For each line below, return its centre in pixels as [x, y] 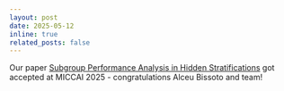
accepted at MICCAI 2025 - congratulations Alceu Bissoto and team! [136, 78]
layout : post [34, 17]
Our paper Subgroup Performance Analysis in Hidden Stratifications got [142, 68]
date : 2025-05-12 [42, 26]
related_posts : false [50, 42]
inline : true [34, 34]
